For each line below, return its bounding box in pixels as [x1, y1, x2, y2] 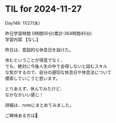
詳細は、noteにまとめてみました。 [5, 102, 74, 108]
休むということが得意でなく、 [5, 57, 65, 63]
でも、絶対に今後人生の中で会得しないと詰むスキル [5, 63, 108, 69]
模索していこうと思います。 [5, 75, 60, 81]
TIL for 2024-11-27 [5, 3, 82, 15]
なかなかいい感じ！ [5, 91, 44, 98]
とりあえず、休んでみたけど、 [5, 86, 64, 91]
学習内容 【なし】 [5, 36, 40, 42]
